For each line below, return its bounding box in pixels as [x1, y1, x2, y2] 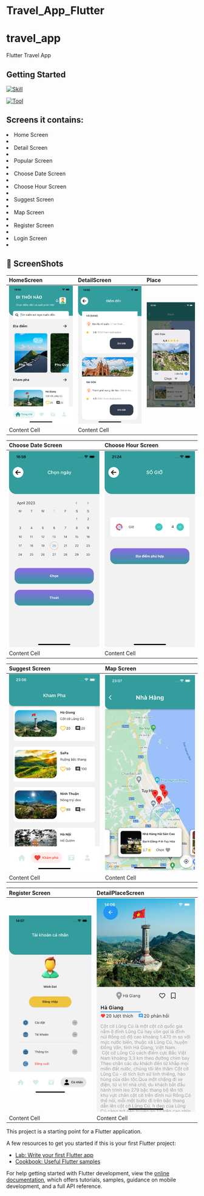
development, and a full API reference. [6, 1183, 103, 1190]
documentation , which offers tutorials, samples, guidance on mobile [6, 1176, 176, 1184]
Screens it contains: [6, 115, 84, 125]
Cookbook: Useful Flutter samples [15, 1158, 101, 1166]
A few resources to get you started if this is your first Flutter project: [6, 1139, 176, 1147]
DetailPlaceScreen [97, 889, 144, 897]
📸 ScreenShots [6, 259, 64, 269]
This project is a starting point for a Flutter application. [6, 1128, 142, 1135]
